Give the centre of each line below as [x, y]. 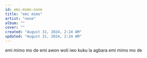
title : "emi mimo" [24, 14]
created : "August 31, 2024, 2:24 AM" [43, 32]
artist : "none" [21, 18]
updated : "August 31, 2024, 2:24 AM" [43, 37]
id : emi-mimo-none [24, 9]
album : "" [15, 23]
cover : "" [15, 28]
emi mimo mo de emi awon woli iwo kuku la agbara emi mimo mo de [74, 50]
